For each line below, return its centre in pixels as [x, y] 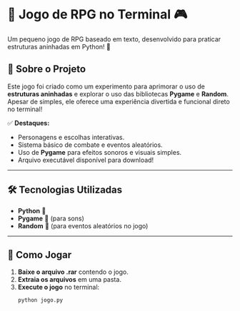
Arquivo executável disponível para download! [86, 160]
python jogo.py [40, 300]
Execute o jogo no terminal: [59, 287]
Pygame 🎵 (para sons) [51, 218]
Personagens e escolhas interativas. [71, 137]
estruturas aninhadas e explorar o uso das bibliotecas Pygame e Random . [118, 93]
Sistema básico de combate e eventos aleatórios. [90, 145]
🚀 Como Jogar [40, 255]
